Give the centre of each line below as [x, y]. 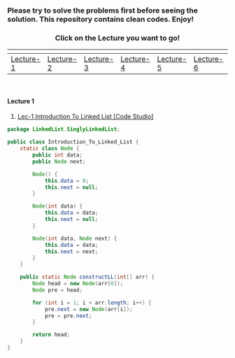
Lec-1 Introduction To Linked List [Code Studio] [85, 117]
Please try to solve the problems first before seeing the [102, 10]
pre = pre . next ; [68, 316]
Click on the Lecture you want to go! [117, 38]
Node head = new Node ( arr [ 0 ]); [78, 284]
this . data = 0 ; [67, 180]
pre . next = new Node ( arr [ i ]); [88, 309]
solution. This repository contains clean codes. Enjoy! [101, 19]
